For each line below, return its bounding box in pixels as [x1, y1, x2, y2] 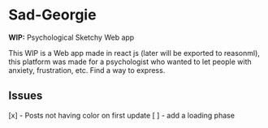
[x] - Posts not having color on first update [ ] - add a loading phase [8, 110, 236, 120]
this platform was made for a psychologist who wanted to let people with [8, 57, 252, 66]
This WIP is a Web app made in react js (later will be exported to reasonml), [8, 48, 260, 58]
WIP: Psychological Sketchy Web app [8, 32, 135, 42]
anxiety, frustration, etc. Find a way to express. [8, 65, 166, 75]
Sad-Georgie [8, 6, 97, 24]
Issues [8, 89, 43, 103]
